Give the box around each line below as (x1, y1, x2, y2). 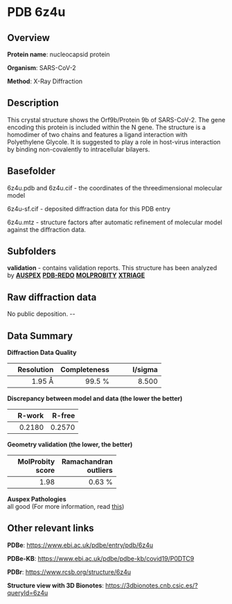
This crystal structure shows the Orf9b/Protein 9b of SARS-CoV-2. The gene (7, 115, 226, 124)
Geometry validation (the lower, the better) (7, 440, 133, 448)
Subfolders (7, 246, 57, 258)
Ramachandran (61, 457, 113, 467)
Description (7, 97, 59, 109)
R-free (51, 411, 75, 421)
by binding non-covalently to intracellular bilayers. (7, 145, 150, 153)
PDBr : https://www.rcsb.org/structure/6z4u (7, 567, 132, 576)
